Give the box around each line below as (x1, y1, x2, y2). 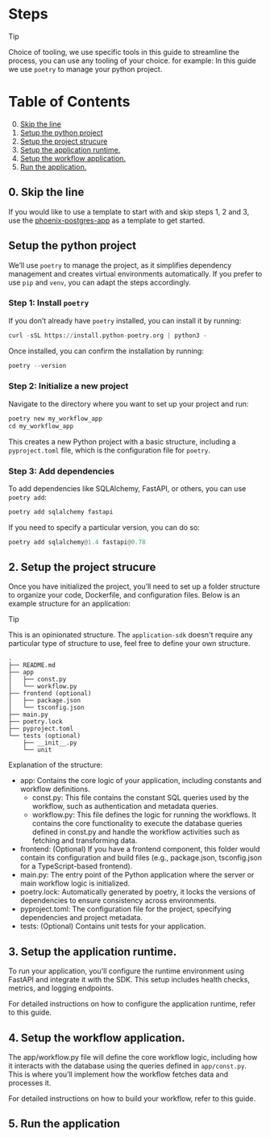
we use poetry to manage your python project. (8, 64, 163, 73)
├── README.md (8, 661, 56, 669)
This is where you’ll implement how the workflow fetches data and (8, 1069, 228, 1079)
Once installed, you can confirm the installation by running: (8, 346, 204, 356)
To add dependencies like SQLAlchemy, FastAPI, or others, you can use (8, 483, 247, 493)
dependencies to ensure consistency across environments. (19, 896, 217, 906)
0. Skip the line (8, 185, 85, 199)
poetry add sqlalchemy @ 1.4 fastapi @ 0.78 (8, 538, 147, 546)
